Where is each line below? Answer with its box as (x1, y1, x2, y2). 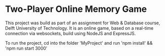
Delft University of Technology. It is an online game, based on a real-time (5, 25, 154, 31)
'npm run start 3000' (5, 45, 48, 51)
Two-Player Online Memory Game (5, 3, 147, 15)
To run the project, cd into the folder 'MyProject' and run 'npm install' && (5, 40, 153, 46)
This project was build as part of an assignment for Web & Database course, (5, 20, 161, 26)
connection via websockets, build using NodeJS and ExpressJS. (5, 30, 136, 36)
